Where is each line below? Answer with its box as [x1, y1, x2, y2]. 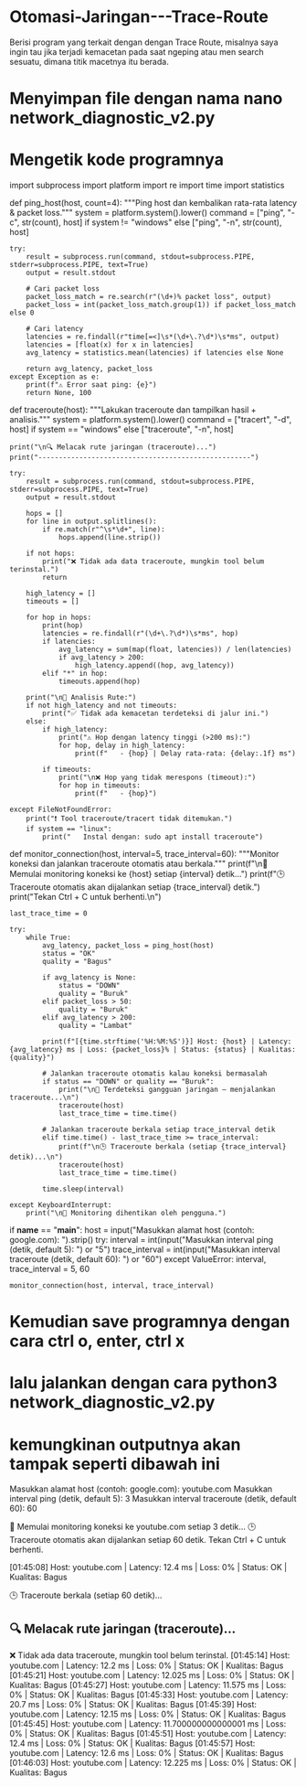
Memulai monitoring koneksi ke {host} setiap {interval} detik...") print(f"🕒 [9, 869, 285, 880]
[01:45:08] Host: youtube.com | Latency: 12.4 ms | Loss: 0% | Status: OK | [9, 1562, 288, 1573]
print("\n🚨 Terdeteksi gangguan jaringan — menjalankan [58, 1086, 276, 1095]
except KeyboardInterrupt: [9, 1201, 112, 1210]
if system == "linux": [26, 825, 112, 834]
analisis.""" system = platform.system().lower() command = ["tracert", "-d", [9, 414, 292, 425]
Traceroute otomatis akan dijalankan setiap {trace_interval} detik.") [9, 882, 260, 893]
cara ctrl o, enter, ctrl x [9, 1331, 185, 1352]
